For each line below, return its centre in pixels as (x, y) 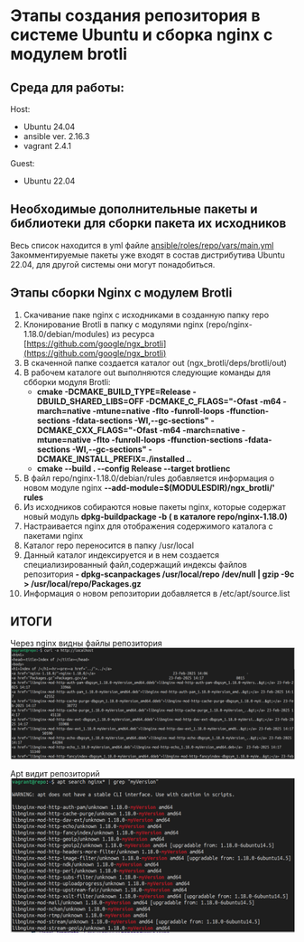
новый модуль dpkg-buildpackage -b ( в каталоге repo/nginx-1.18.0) (155, 516)
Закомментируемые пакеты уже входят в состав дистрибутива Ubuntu (147, 255)
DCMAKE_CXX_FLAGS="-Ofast (97, 429)
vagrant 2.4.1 (47, 146)
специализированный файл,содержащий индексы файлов (135, 564)
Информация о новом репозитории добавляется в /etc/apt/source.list (157, 593)
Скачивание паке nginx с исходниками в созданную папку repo (146, 315)
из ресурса (133, 334)
